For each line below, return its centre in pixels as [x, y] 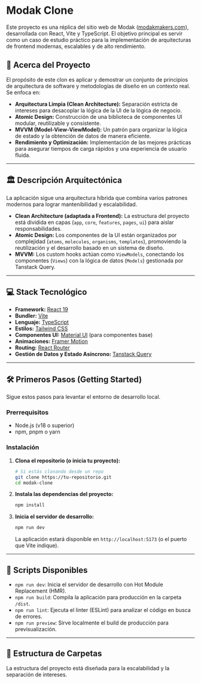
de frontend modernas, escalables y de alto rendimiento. [76, 46]
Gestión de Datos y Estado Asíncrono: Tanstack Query [83, 354]
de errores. [29, 616]
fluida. [23, 155]
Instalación [23, 447]
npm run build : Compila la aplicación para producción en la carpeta [98, 597]
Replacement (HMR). [41, 591]
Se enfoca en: [23, 92]
